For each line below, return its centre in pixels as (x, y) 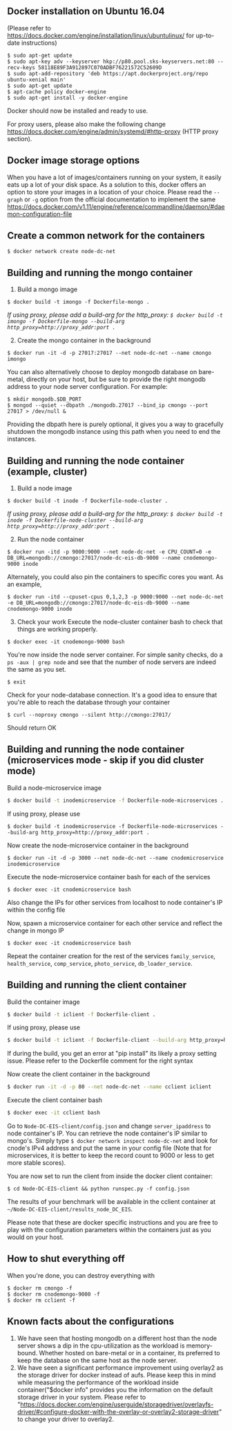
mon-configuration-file (40, 214)
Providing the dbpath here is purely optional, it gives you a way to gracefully (115, 424)
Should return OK (32, 728)
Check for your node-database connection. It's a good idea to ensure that (112, 695)
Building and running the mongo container (100, 273)
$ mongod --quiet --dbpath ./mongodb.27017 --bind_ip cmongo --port (108, 405)
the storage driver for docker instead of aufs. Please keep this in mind (116, 1375)
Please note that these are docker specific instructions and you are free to (113, 1222)
